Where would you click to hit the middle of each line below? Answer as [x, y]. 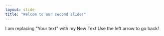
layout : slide [20, 10]
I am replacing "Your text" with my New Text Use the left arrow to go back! [82, 28]
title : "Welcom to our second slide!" [46, 14]
